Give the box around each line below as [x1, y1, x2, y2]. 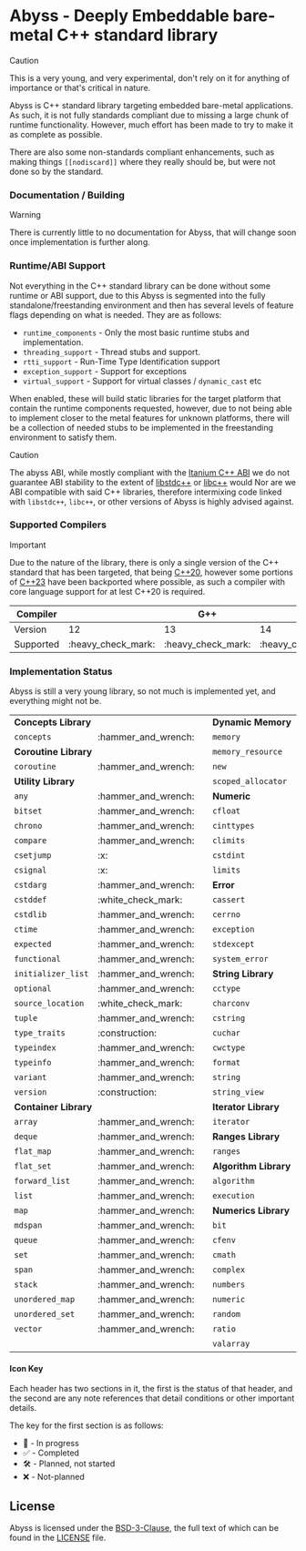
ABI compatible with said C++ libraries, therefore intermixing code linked [9, 486, 282, 497]
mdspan [14, 1220, 43, 1230]
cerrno [212, 910, 241, 920]
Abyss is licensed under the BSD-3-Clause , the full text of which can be [9, 1523, 280, 1534]
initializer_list [14, 969, 89, 979]
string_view [212, 1087, 264, 1097]
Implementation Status [9, 665, 113, 678]
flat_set [14, 1161, 52, 1171]
